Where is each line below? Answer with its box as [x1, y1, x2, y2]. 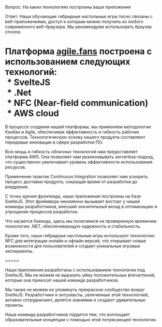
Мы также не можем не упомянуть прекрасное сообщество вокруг [5, 286, 145, 293]
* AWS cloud [7, 108, 59, 119]
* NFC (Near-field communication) [7, 98, 148, 109]
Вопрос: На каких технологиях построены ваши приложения [5, 4, 131, 10]
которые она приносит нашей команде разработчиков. [5, 277, 119, 283]
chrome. [5, 29, 22, 34]
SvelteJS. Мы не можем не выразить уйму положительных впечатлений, [5, 272, 156, 278]
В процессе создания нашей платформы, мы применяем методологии [5, 124, 151, 130]
